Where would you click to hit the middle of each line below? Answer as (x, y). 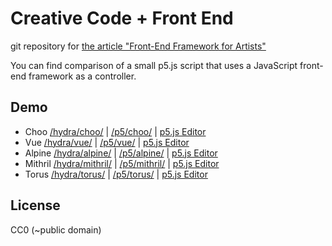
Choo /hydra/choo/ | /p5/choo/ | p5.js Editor (115, 131)
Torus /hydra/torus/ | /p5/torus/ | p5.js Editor (116, 174)
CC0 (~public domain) (56, 229)
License (35, 205)
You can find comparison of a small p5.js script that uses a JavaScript (154, 65)
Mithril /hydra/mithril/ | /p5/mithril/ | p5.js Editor (122, 163)
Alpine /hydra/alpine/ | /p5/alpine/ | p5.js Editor (121, 153)
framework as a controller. (82, 76)
